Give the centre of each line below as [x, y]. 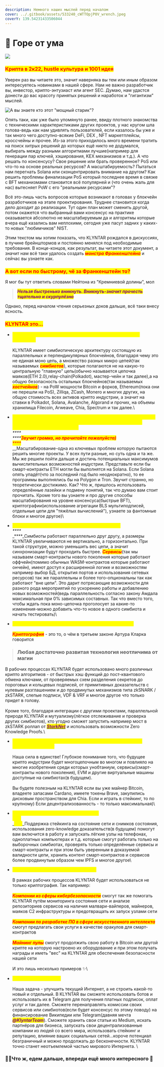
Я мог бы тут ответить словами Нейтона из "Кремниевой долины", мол [80, 282]
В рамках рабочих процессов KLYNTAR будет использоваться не [81, 880]
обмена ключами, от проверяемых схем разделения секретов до [74, 679]
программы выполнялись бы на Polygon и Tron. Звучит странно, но [83, 480]
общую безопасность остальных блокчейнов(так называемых [77, 382]
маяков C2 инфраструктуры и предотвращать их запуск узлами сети [85, 911]
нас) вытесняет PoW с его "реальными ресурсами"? [60, 187]
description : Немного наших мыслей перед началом [57, 10]
